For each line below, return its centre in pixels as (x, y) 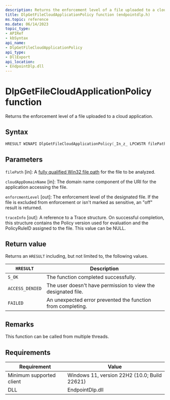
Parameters (24, 160)
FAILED (16, 303)
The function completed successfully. (91, 277)
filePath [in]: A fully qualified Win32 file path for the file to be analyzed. (80, 172)
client (14, 382)
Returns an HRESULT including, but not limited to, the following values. (77, 256)
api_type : (16, 52)
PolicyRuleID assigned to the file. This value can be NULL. (66, 228)
